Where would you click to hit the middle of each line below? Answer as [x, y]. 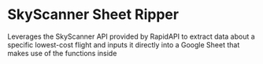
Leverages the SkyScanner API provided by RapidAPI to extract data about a [131, 36]
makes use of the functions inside [62, 53]
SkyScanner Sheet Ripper [93, 15]
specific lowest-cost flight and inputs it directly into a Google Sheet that [124, 44]
